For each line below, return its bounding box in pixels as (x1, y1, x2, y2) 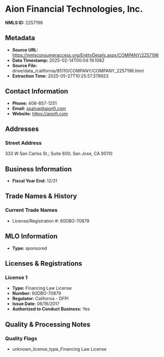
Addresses (5, 125, 39, 133)
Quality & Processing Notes (5, 320, 91, 329)
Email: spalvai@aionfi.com (12, 105, 66, 111)
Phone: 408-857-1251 (12, 100, 57, 106)
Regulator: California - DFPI (12, 296, 69, 302)
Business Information (5, 165, 72, 173)
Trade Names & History (5, 192, 77, 201)
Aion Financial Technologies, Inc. (5, 3, 143, 15)
